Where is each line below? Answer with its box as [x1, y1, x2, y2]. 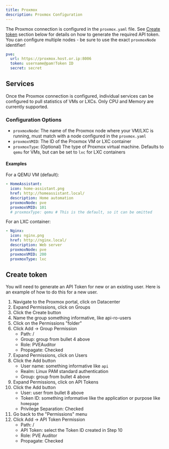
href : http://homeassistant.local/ [10, 191, 85, 196]
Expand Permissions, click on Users [13, 352, 88, 358]
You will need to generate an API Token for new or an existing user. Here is [6, 284, 160, 290]
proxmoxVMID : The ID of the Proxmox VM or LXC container [13, 138, 132, 144]
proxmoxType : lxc [10, 256, 47, 262]
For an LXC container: [6, 218, 51, 224]
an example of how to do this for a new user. [6, 289, 98, 295]
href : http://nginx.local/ [10, 238, 67, 243]
